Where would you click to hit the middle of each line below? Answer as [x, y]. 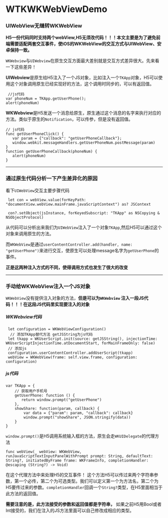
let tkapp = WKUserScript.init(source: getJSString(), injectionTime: [83, 339]
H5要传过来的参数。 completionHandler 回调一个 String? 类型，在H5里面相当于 [84, 487]
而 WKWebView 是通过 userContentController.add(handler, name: [69, 244]
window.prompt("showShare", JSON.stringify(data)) [77, 417]
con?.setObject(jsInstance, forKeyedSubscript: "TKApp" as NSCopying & [84, 213]
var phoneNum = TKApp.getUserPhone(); [46, 99]
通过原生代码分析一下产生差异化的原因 [52, 179]
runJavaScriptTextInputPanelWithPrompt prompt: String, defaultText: [80, 456]
